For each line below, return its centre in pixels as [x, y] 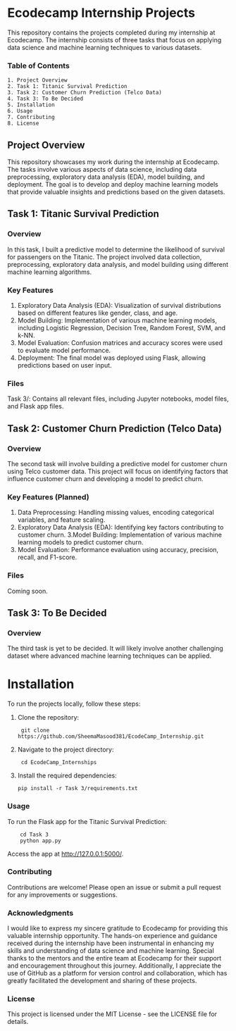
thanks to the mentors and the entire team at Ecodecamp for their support [114, 958]
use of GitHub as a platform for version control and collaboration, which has [117, 973]
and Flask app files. [36, 406]
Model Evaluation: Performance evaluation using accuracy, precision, [118, 550]
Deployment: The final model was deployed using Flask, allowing [112, 358]
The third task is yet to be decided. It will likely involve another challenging [115, 649]
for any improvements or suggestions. [62, 894]
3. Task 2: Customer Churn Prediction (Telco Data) [85, 93]
